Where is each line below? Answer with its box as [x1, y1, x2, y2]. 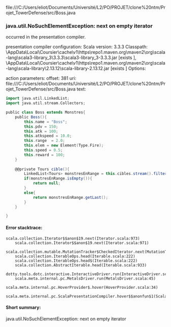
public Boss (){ [15, 114, 47, 120]
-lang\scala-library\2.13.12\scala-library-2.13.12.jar [6, 66, 110, 72]
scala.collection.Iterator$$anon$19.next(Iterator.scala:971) [15, 240, 149, 246]
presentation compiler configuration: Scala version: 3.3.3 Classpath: [6, 44, 148, 50]
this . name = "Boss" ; [24, 119, 67, 124]
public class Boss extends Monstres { [6, 110, 86, 115]
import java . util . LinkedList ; [6, 96, 70, 101]
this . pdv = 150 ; [24, 124, 58, 129]
